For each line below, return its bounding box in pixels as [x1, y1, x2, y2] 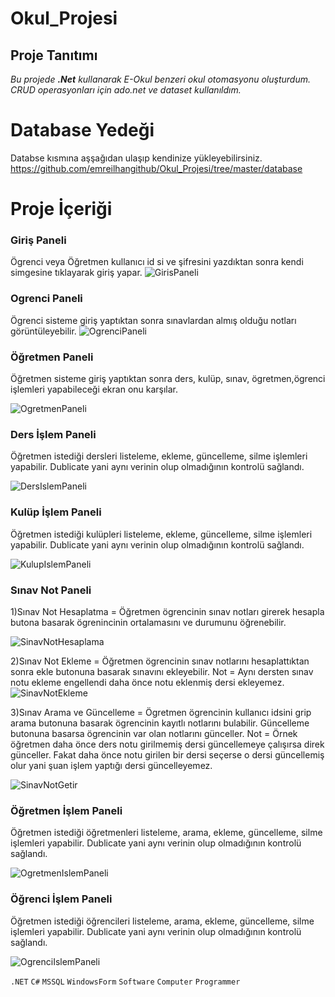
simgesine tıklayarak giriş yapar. [10, 267, 143, 279]
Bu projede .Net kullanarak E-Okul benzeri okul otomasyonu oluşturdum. [10, 73, 311, 85]
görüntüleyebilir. [10, 325, 77, 337]
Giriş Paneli [10, 233, 67, 247]
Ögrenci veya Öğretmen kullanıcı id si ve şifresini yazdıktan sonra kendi [10, 256, 304, 268]
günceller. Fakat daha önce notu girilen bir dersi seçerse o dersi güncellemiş [10, 748, 325, 761]
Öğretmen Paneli [10, 350, 94, 364]
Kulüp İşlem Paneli [10, 505, 102, 519]
